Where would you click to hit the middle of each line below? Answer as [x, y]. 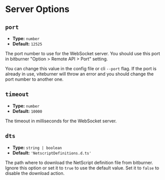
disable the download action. [35, 173]
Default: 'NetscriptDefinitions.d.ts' [52, 153]
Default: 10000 [27, 111]
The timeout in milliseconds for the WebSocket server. [61, 121]
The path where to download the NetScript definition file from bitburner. [79, 162]
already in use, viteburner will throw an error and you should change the [79, 74]
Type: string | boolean [37, 147]
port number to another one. [34, 79]
